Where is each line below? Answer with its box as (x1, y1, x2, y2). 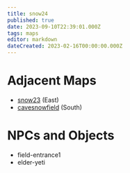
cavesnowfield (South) (17, 103, 82, 112)
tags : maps (7, 29, 39, 37)
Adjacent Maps (7, 73, 97, 89)
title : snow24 (7, 10, 49, 17)
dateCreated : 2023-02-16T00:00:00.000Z (7, 43, 123, 50)
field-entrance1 (17, 151, 61, 159)
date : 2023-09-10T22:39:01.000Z (7, 23, 101, 30)
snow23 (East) (17, 96, 59, 104)
